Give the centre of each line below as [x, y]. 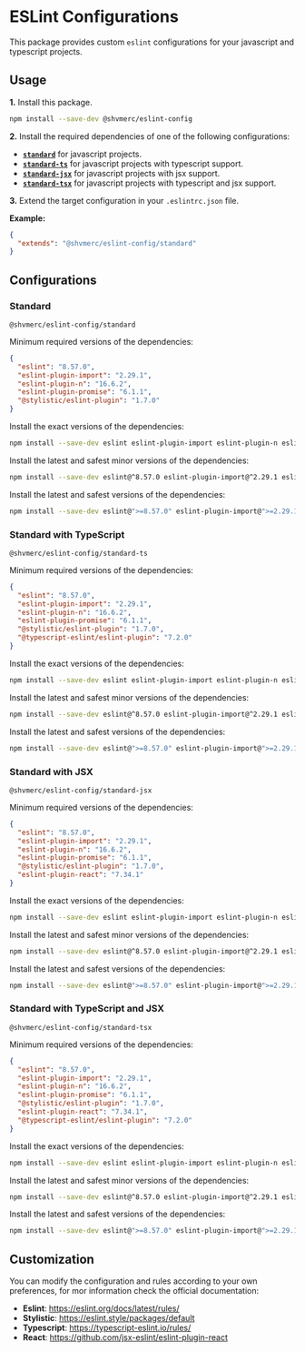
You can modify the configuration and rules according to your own [133, 1281]
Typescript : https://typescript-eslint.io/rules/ [107, 1328]
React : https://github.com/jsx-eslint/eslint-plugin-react [125, 1337]
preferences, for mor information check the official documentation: [134, 1291]
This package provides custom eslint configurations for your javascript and [152, 42]
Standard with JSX [51, 772]
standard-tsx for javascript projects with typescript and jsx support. [149, 183]
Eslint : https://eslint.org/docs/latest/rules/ [101, 1308]
